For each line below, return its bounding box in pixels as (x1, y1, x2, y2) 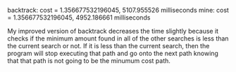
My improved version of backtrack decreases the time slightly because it (7, 27, 219, 35)
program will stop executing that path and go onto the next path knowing (7, 49, 218, 57)
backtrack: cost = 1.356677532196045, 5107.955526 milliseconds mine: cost (7, 6, 229, 14)
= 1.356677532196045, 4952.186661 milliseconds (7, 13, 151, 22)
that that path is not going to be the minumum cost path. (7, 57, 171, 65)
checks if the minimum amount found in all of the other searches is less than (7, 34, 229, 43)
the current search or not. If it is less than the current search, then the (7, 42, 210, 50)
